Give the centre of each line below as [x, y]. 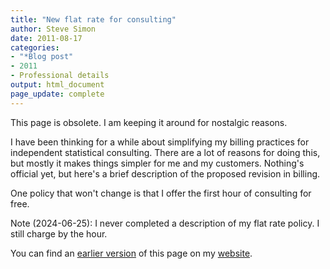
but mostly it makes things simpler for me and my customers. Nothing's [157, 163]
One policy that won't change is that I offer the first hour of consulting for [161, 193]
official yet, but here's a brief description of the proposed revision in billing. [165, 173]
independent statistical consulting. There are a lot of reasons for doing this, [165, 152]
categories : [35, 47]
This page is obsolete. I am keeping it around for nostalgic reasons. [149, 122]
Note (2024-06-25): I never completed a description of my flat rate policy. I [165, 223]
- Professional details [60, 76]
